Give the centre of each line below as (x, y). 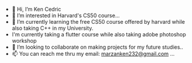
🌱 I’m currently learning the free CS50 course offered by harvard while (98, 22)
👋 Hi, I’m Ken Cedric (36, 9)
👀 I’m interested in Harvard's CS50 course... (66, 15)
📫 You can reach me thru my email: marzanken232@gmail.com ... (93, 54)
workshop (24, 41)
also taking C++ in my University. (52, 28)
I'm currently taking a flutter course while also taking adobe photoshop (99, 34)
